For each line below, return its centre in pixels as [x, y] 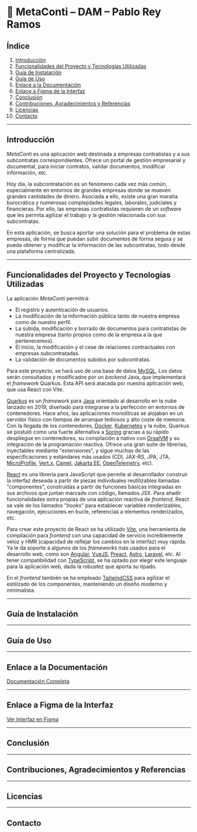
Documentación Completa [38, 682]
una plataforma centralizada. [41, 251]
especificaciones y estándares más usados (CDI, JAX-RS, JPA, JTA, [89, 456]
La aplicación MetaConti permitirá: [48, 298]
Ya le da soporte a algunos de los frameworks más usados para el [86, 548]
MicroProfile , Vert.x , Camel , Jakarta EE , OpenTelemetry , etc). [80, 463]
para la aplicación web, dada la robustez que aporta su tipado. [82, 566]
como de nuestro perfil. [43, 322]
